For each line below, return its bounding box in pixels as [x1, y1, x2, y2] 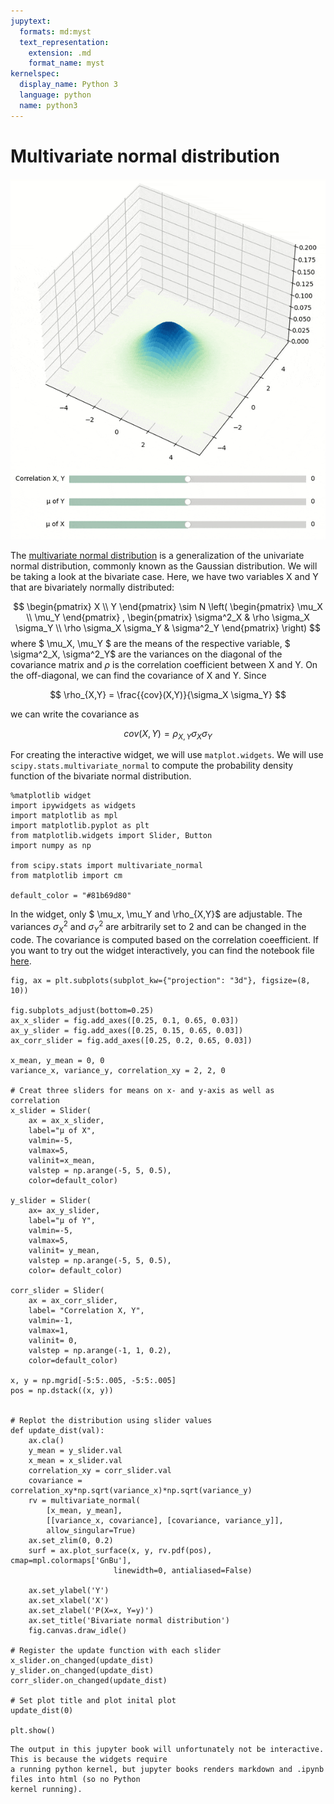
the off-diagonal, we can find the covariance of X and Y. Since [10, 669, 267, 681]
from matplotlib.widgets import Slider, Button [10, 831, 213, 841]
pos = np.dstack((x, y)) [10, 1385, 114, 1395]
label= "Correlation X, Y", [28, 1305, 145, 1315]
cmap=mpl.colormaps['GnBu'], [10, 1555, 132, 1565]
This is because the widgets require [10, 1754, 168, 1764]
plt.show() [10, 1725, 56, 1735]
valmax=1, [28, 1325, 70, 1335]
